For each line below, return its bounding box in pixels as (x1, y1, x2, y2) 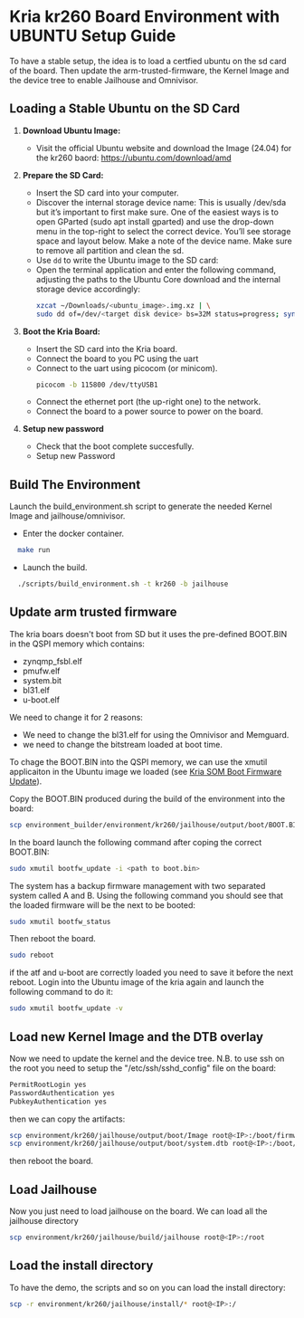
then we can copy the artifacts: (9, 1113, 126, 1124)
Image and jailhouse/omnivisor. (9, 511, 126, 521)
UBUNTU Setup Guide (9, 25, 176, 46)
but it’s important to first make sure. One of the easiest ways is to (35, 206, 279, 217)
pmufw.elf (22, 665, 61, 676)
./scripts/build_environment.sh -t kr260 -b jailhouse (17, 579, 229, 589)
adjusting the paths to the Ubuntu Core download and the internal (35, 273, 281, 284)
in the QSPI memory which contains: (9, 638, 145, 649)
